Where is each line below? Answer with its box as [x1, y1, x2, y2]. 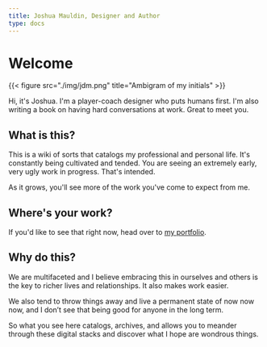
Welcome [8, 54, 73, 73]
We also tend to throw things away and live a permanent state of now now [8, 296, 255, 306]
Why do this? [8, 251, 77, 265]
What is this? [8, 128, 76, 142]
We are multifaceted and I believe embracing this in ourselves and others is [8, 272, 258, 282]
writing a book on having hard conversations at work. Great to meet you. [8, 105, 249, 115]
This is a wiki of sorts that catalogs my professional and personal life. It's [8, 150, 250, 160]
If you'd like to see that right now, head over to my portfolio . [8, 228, 207, 237]
